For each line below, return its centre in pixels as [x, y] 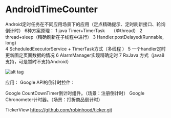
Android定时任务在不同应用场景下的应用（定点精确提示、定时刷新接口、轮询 [85, 24]
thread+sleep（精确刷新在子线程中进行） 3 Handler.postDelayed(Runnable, [84, 37]
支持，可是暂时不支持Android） [38, 61]
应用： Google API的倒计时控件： [40, 82]
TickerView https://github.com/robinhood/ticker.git [59, 110]
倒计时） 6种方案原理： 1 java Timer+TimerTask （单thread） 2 [74, 30]
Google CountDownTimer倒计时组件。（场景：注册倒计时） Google [75, 93]
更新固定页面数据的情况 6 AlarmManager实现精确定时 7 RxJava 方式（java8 [85, 55]
